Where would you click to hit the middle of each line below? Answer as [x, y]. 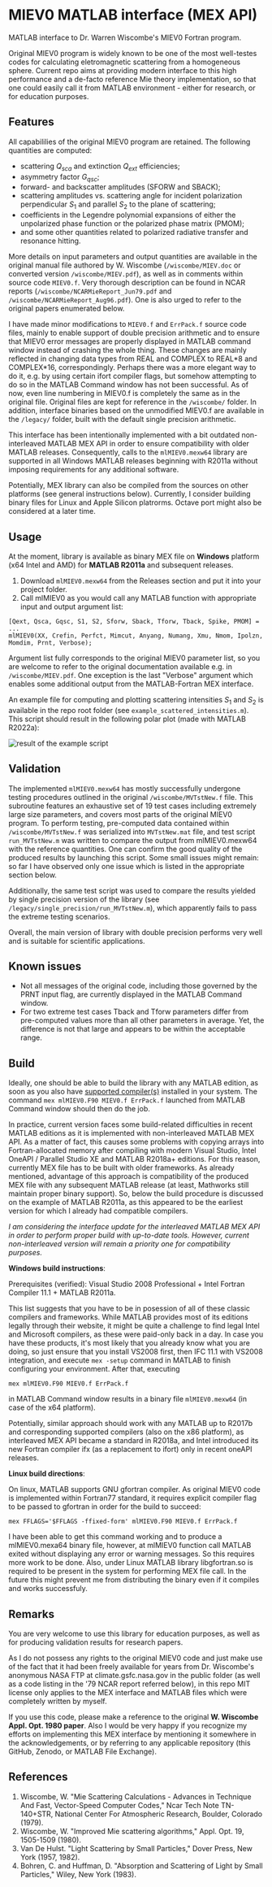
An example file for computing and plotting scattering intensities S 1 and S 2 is [136, 700]
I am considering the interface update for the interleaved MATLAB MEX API [134, 1227]
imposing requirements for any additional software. [94, 470]
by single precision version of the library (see [84, 899]
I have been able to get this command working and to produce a [115, 1537]
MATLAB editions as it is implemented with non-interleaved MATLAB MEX [132, 1133]
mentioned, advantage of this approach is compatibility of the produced [129, 1176]
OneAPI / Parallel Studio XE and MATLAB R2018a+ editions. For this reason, [134, 1159]
